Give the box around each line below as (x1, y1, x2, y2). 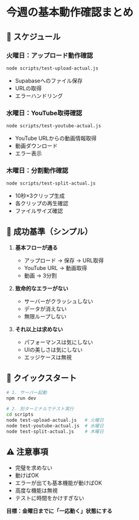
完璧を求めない (15, 464, 53, 471)
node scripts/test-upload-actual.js (6, 65, 99, 71)
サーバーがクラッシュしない (24, 297, 94, 304)
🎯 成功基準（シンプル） (6, 226, 93, 237)
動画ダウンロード (15, 142, 58, 149)
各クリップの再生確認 (15, 200, 68, 207)
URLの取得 (15, 84, 42, 91)
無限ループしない (24, 312, 66, 320)
